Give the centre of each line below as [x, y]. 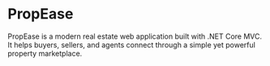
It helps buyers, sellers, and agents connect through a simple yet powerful [132, 44]
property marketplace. [45, 53]
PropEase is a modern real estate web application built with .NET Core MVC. [135, 36]
